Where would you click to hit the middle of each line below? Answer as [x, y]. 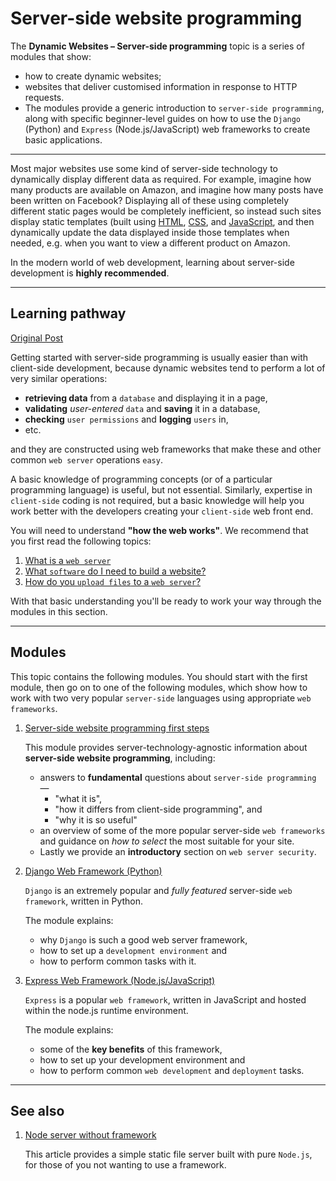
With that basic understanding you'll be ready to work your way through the [166, 601]
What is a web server [68, 560]
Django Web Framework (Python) [93, 871]
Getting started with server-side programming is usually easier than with [159, 357]
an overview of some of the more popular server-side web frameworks [182, 830]
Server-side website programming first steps [117, 728]
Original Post [37, 338]
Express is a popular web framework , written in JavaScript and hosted [165, 999]
